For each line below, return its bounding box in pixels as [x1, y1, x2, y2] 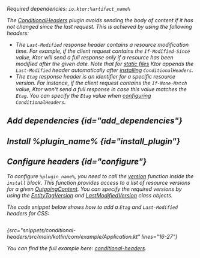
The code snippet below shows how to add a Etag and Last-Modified [7, 203, 178, 211]
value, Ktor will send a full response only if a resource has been [15, 54, 174, 61]
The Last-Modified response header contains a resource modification [15, 41, 189, 48]
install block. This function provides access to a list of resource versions [7, 179, 191, 186]
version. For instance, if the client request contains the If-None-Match [15, 79, 187, 86]
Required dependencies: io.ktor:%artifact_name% [7, 5, 131, 12]
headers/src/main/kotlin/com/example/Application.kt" [7, 233, 141, 240]
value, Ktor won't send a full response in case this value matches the [15, 86, 187, 92]
